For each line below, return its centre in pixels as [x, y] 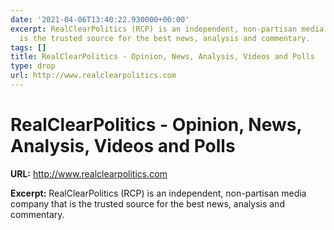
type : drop [33, 66]
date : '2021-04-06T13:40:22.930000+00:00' [100, 19]
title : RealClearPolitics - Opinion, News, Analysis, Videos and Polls [162, 57]
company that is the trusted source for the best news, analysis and [147, 203]
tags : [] [28, 47]
